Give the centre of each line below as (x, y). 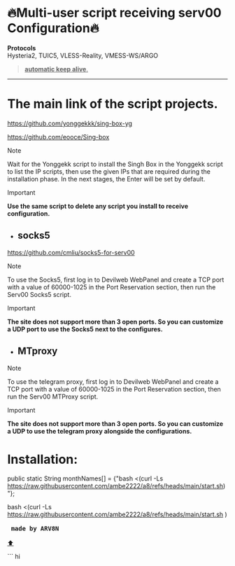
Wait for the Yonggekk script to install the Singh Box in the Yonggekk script (115, 164)
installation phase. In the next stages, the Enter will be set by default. (106, 179)
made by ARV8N (35, 529)
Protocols (22, 48)
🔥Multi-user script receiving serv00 (114, 13)
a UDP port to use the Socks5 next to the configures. (85, 329)
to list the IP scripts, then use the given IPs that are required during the (109, 171)
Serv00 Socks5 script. (40, 294)
